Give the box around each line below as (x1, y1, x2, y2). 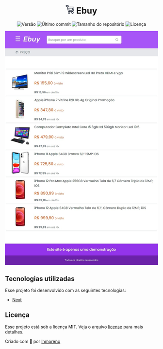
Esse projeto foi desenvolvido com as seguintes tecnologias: (5, 287, 126, 294)
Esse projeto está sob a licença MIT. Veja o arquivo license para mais (5, 324, 143, 330)
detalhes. (5, 329, 24, 335)
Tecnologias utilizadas (5, 275, 75, 283)
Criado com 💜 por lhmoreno (5, 338, 61, 344)
